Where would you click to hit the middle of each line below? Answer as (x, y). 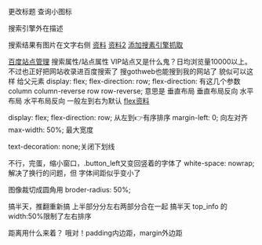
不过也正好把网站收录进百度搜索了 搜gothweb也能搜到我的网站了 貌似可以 (127, 71)
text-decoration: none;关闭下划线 (62, 146)
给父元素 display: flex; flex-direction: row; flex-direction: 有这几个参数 (129, 81)
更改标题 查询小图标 (40, 11)
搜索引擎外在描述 (36, 28)
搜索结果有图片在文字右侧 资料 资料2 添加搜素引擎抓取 (96, 45)
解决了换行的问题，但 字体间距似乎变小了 (75, 173)
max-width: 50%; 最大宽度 (51, 130)
